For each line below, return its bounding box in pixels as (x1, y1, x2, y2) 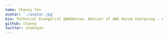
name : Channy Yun (5, 7, 41, 12)
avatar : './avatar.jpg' (5, 12, 55, 17)
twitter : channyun (5, 26, 43, 31)
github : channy (5, 21, 37, 26)
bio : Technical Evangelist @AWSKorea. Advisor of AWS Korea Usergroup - (5, 16, 160, 21)
